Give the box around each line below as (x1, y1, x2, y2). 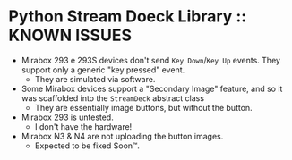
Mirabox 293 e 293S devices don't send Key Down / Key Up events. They (21, 55, 281, 65)
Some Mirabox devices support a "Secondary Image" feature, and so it (21, 83, 283, 94)
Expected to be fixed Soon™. (34, 140, 141, 151)
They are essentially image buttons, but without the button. (34, 102, 253, 113)
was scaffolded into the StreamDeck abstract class (21, 92, 205, 104)
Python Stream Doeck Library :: (8, 6, 247, 27)
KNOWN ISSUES (8, 25, 132, 46)
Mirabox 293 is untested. (21, 112, 114, 122)
